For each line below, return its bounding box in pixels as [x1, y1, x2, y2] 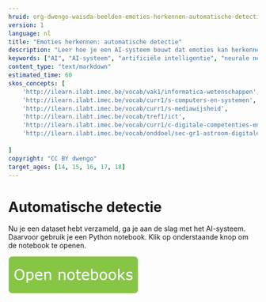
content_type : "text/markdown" [8, 63, 112, 71]
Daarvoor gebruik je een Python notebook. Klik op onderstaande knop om [8, 232, 249, 242]
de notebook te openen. [8, 241, 87, 251]
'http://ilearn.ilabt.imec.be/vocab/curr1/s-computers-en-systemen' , [22, 96, 257, 104]
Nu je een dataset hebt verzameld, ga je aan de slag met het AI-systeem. [8, 224, 246, 233]
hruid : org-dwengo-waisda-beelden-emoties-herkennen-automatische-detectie [8, 13, 264, 21]
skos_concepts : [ [8, 79, 66, 87]
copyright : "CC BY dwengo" [8, 154, 97, 162]
